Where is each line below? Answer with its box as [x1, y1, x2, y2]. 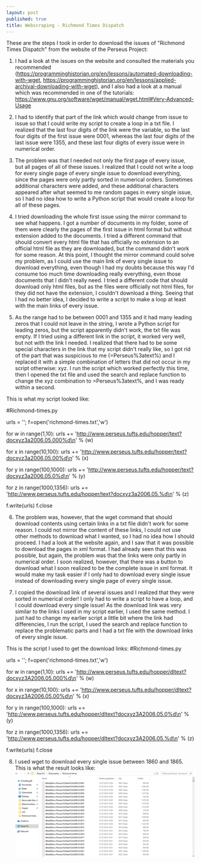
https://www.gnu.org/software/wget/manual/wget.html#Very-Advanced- [14, 96, 194, 103]
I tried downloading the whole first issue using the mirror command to [14, 213, 187, 220]
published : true [6, 16, 47, 22]
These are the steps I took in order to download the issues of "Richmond [6, 40, 185, 47]
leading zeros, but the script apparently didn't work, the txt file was [14, 326, 181, 334]
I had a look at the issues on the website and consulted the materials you [14, 57, 194, 65]
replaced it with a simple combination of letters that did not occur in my [14, 358, 191, 365]
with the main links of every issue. [14, 302, 99, 310]
